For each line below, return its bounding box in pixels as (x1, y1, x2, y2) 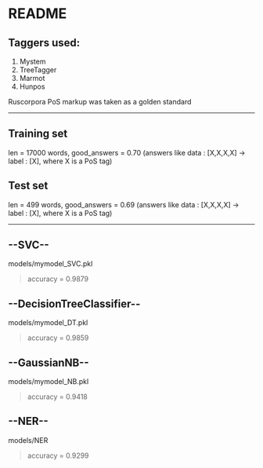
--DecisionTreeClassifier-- (8, 297, 141, 310)
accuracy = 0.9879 (27, 274, 89, 283)
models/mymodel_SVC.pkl (8, 259, 93, 269)
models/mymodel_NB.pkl (8, 377, 89, 386)
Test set (8, 179, 49, 192)
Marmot (19, 74, 45, 82)
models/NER (8, 435, 49, 444)
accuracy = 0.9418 (27, 392, 88, 401)
